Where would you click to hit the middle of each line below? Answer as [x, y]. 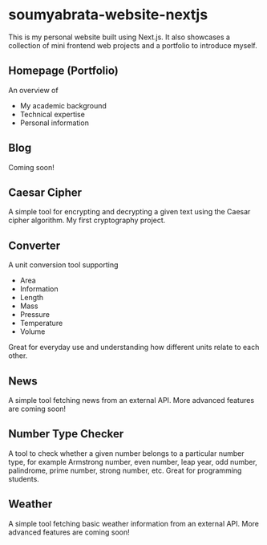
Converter [34, 245]
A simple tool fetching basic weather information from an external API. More [133, 523]
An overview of [33, 90]
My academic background [63, 105]
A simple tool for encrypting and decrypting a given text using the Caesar [129, 212]
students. [24, 478]
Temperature [41, 323]
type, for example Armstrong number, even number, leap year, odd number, [133, 462]
